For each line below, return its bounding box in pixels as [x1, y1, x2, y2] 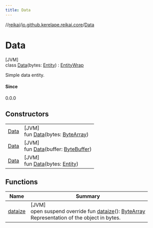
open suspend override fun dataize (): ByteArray [30, 208, 146, 215]
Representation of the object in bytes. [30, 214, 121, 221]
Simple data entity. [5, 72, 45, 78]
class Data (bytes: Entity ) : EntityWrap [5, 62, 84, 68]
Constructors [5, 110, 49, 118]
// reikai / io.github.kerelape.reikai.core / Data [5, 22, 95, 28]
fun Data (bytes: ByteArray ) [24, 131, 89, 138]
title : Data [5, 7, 31, 13]
